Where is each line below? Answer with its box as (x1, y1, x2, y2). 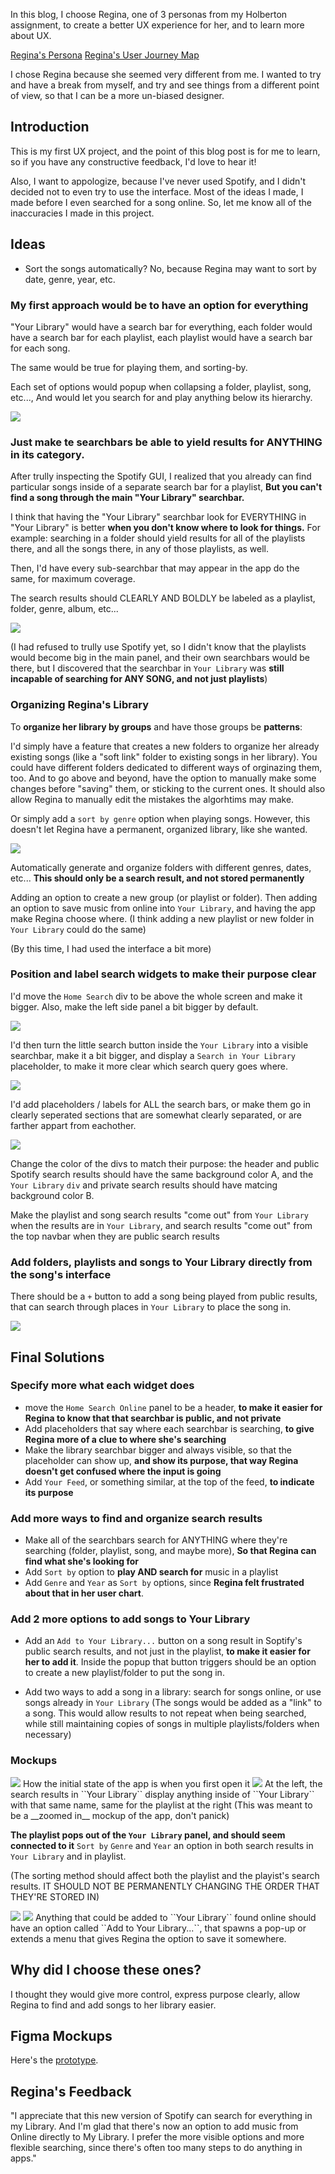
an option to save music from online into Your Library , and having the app (10, 902, 316, 914)
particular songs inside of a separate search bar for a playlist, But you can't (10, 481, 323, 493)
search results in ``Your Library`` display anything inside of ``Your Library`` (10, 1788, 315, 1800)
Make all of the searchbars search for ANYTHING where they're (24, 1534, 288, 1546)
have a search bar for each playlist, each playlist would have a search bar (10, 331, 313, 343)
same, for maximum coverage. (10, 573, 136, 585)
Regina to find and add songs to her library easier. (10, 1999, 217, 2011)
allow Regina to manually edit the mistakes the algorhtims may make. (10, 793, 295, 805)
